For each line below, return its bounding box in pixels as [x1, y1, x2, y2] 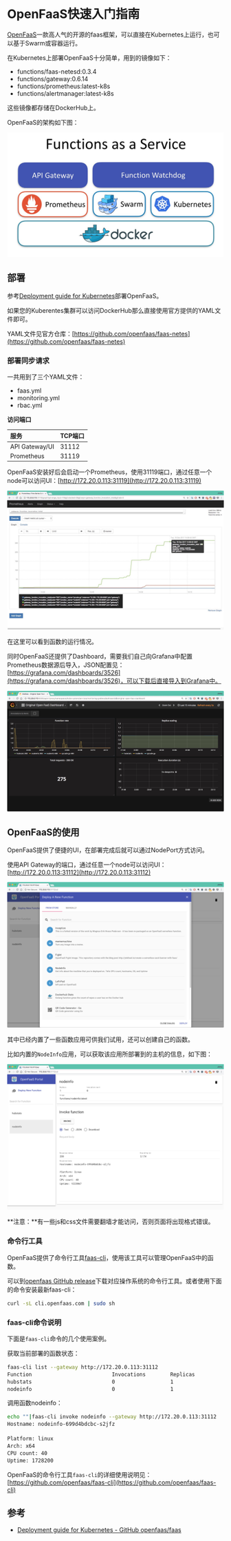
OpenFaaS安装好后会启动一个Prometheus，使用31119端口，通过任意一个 [7, 468, 212, 476]
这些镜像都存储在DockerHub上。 [7, 103, 100, 112]
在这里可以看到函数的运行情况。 [7, 638, 98, 646]
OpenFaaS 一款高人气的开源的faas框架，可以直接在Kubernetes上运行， [7, 30, 208, 39]
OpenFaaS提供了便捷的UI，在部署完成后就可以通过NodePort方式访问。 [7, 846, 208, 854]
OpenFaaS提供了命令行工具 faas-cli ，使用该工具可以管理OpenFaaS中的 [7, 1253, 208, 1261]
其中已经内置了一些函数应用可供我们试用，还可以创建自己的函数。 [7, 1035, 194, 1044]
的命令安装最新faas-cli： [7, 1285, 77, 1294]
